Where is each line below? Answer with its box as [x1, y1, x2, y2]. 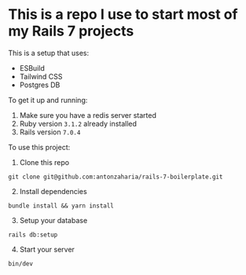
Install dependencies [19, 186, 88, 196]
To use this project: [8, 142, 71, 152]
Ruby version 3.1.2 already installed [19, 119, 138, 128]
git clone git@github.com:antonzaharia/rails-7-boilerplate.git [8, 173, 223, 181]
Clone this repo [19, 157, 69, 167]
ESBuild [19, 63, 45, 72]
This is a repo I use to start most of [8, 5, 238, 24]
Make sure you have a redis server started [19, 110, 157, 119]
